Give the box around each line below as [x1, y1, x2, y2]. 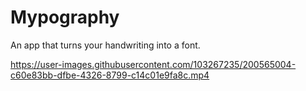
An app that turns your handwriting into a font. [10, 39, 201, 51]
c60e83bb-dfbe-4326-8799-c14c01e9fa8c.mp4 [10, 69, 210, 81]
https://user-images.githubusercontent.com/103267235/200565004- [10, 58, 297, 70]
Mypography [10, 6, 120, 29]
